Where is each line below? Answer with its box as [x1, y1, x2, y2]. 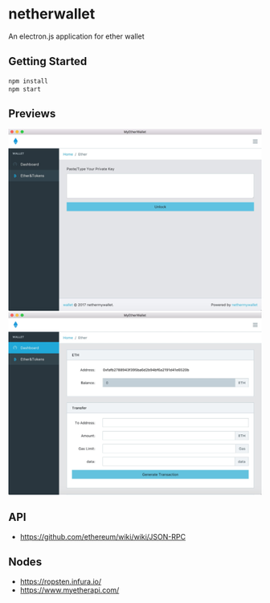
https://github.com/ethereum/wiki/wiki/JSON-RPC [19, 531, 186, 541]
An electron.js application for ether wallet [8, 31, 145, 41]
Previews [8, 107, 56, 121]
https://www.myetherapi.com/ [19, 585, 120, 595]
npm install [8, 77, 48, 85]
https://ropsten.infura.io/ [19, 576, 102, 586]
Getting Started [8, 55, 88, 68]
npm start [8, 85, 42, 93]
